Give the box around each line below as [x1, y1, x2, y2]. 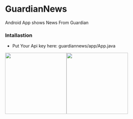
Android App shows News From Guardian [5, 20, 89, 25]
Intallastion [5, 32, 33, 39]
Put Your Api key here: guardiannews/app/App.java [12, 43, 116, 49]
